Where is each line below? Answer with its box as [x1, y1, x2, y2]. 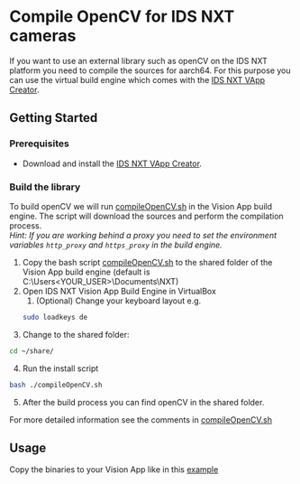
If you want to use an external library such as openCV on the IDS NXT [9, 55, 268, 66]
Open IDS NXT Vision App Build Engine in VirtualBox [22, 285, 216, 296]
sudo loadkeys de [22, 312, 88, 321]
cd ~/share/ [9, 346, 54, 356]
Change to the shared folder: [22, 329, 130, 340]
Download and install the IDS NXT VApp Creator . [22, 158, 203, 169]
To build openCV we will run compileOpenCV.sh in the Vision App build [9, 200, 273, 211]
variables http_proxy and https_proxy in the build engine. [9, 239, 223, 250]
